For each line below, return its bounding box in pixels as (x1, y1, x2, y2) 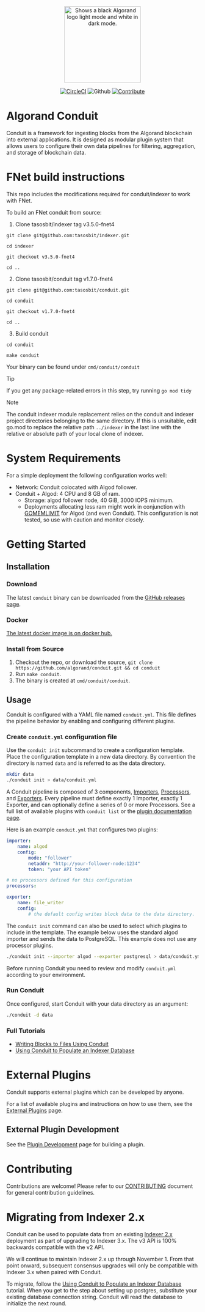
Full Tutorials (6, 1026, 46, 1035)
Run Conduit (6, 986, 45, 995)
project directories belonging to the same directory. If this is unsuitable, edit (6, 417, 197, 424)
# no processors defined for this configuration (6, 877, 132, 883)
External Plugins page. (6, 1107, 63, 1114)
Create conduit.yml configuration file (6, 733, 118, 742)
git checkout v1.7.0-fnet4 (6, 308, 75, 314)
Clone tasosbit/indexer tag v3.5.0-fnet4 (15, 220, 115, 228)
